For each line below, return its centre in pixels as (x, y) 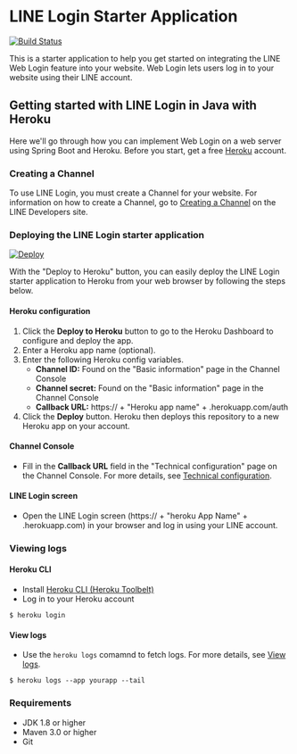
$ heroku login (37, 616)
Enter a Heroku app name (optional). (89, 350)
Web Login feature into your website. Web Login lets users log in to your (142, 68)
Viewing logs (38, 548)
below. (21, 291)
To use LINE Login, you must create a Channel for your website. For (133, 193)
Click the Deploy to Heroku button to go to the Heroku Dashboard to (148, 331)
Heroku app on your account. (76, 426)
